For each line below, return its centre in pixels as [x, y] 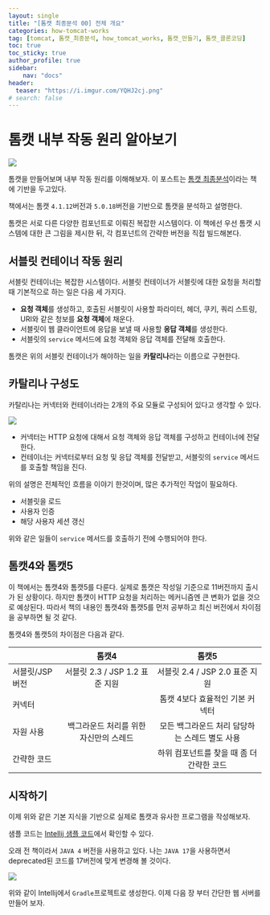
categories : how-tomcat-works [59, 31]
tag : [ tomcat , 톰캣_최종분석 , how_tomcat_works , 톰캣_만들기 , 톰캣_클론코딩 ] [127, 38]
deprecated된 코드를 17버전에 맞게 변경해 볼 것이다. [90, 861]
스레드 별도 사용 [212, 737]
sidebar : [23, 68]
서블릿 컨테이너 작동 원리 [65, 261]
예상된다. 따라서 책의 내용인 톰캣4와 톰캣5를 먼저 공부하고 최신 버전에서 [128, 607]
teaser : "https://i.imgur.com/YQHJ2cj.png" [89, 90]
